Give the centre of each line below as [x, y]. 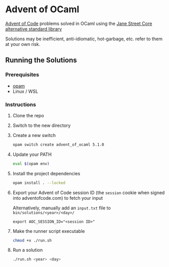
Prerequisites [22, 75]
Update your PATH [32, 154]
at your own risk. [23, 44]
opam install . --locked [39, 183]
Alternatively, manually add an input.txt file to [62, 208]
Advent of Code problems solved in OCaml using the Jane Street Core [79, 23]
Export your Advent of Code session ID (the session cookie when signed [89, 193]
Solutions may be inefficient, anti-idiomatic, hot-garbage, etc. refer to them [84, 39]
